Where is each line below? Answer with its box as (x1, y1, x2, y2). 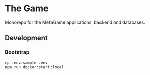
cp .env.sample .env (5, 60, 48, 65)
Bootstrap (5, 49, 30, 56)
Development (5, 34, 48, 42)
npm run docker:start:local (5, 64, 64, 70)
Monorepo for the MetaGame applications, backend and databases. (5, 19, 145, 25)
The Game (5, 3, 49, 14)
